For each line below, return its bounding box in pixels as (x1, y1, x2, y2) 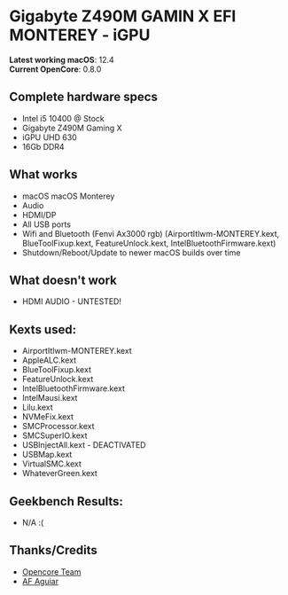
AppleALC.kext (21, 355, 77, 365)
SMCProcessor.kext (21, 421, 95, 432)
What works (9, 167, 78, 183)
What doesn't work (9, 272, 118, 287)
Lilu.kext (21, 402, 53, 413)
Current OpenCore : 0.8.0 (9, 64, 102, 74)
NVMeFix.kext (21, 411, 74, 422)
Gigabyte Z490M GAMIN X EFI (9, 6, 237, 27)
